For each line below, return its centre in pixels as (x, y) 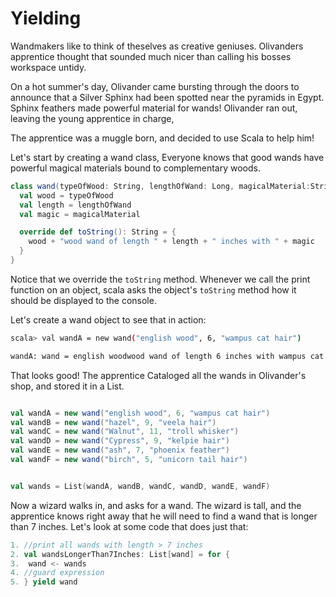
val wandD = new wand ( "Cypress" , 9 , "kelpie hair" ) (120, 441)
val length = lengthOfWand (75, 205)
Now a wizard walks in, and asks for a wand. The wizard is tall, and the (156, 505)
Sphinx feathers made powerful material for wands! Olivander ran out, (154, 108)
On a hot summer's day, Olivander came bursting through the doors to (155, 86)
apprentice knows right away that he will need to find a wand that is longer (164, 516)
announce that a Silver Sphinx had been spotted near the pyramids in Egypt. (167, 97)
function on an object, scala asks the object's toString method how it (153, 289)
